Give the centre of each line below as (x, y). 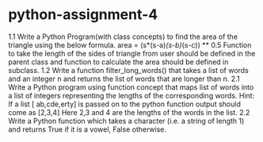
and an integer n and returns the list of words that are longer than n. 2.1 (124, 79)
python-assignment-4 (83, 15)
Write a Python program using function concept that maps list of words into (131, 87)
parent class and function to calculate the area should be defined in (118, 62)
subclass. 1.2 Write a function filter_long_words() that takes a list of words (129, 70)
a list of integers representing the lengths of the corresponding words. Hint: (131, 95)
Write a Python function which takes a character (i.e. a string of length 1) (126, 121)
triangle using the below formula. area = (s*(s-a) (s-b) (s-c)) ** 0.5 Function (130, 44)
